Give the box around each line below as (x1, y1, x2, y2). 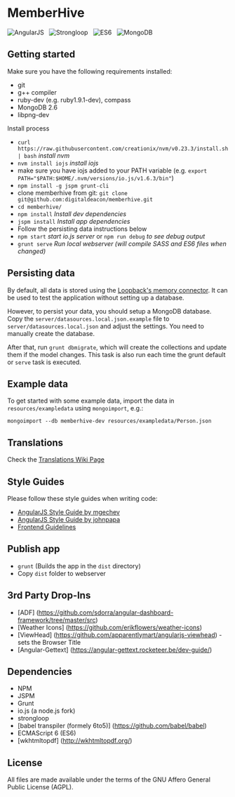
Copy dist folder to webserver (17, 569, 107, 577)
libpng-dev (17, 110, 50, 119)
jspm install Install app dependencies (17, 217, 130, 225)
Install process (7, 124, 50, 133)
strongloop (17, 714, 49, 723)
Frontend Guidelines (17, 523, 76, 531)
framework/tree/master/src (17, 615, 96, 624)
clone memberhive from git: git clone (17, 188, 128, 197)
